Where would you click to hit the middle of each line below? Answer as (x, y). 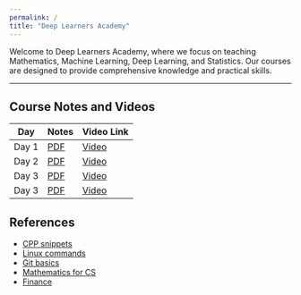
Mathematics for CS (59, 273)
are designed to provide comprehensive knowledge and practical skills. (141, 70)
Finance (37, 282)
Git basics (41, 263)
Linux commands (54, 253)
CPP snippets (47, 244)
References (42, 222)
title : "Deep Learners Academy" (69, 26)
